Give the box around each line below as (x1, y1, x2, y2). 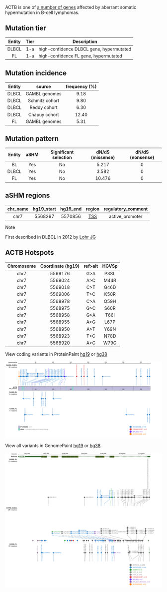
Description (72, 38, 98, 44)
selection (52, 154, 72, 160)
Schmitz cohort (28, 97, 60, 104)
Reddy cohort (29, 104, 58, 110)
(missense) (91, 154, 115, 160)
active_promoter (109, 213, 143, 219)
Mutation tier (5, 24, 46, 32)
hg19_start (32, 206, 56, 212)
